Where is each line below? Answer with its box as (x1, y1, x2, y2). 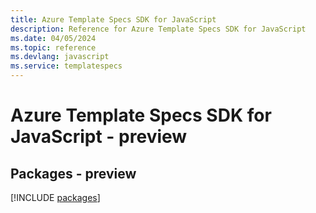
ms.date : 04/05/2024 (10, 33, 97, 43)
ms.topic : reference (10, 42, 97, 53)
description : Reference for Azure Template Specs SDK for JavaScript (10, 24, 307, 34)
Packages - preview (10, 165, 137, 182)
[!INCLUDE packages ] (10, 192, 101, 203)
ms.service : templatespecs (10, 61, 123, 71)
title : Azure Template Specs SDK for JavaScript (10, 14, 217, 25)
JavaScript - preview (10, 126, 188, 148)
